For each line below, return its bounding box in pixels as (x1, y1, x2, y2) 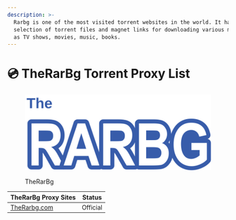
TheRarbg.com (10, 203, 54, 212)
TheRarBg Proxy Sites (10, 193, 76, 201)
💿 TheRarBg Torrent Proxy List (7, 66, 190, 82)
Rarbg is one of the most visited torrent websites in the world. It (13, 18, 221, 26)
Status (81, 193, 102, 201)
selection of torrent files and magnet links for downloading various (13, 26, 225, 33)
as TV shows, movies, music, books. (13, 34, 121, 41)
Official (81, 203, 103, 212)
